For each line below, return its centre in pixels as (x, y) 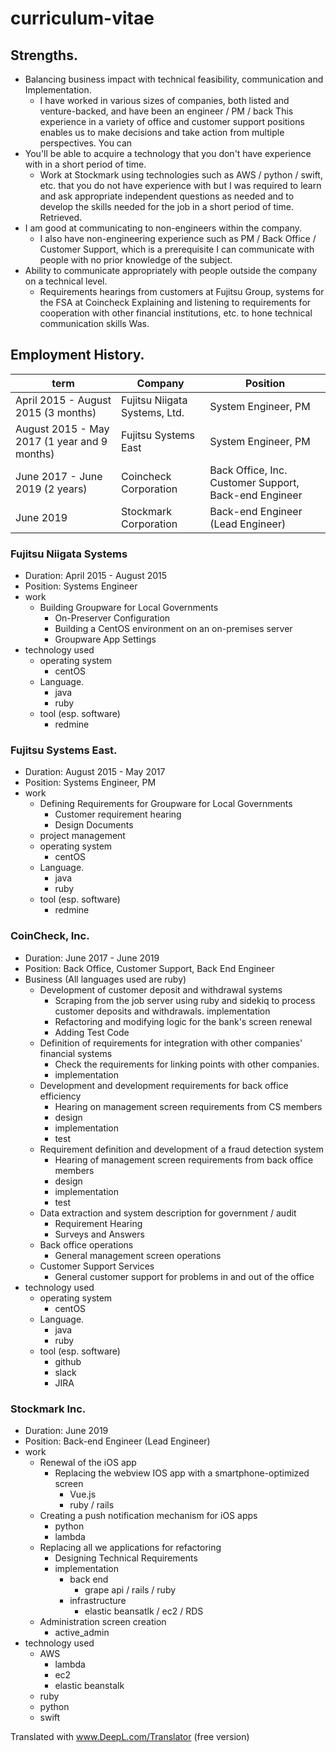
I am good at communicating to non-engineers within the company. (163, 228)
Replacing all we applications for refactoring (130, 1547)
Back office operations (86, 1244)
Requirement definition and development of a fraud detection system (182, 1149)
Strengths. (44, 55)
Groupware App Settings (105, 639)
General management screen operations (138, 1255)
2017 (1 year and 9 (61, 441)
